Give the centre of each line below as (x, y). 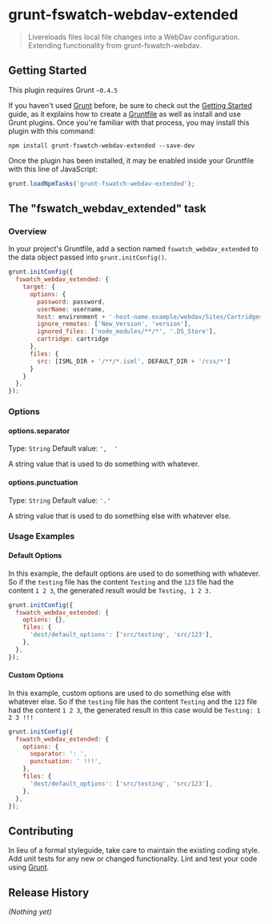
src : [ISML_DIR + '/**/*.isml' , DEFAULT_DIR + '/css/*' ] (134, 361)
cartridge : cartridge (73, 339)
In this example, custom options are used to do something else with (119, 693)
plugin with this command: (52, 131)
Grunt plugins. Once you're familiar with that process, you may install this (129, 123)
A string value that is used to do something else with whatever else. (120, 516)
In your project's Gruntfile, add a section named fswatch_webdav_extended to (133, 249)
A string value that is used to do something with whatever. (104, 464)
